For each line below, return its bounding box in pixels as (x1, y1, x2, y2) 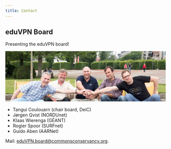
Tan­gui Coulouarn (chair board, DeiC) (12, 107, 92, 113)
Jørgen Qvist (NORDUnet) (12, 112, 68, 118)
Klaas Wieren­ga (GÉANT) (12, 117, 66, 124)
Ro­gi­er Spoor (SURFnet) (12, 123, 64, 129)
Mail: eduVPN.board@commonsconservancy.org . (5, 138, 109, 144)
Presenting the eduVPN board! (5, 41, 70, 47)
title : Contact (5, 8, 38, 13)
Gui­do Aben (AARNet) (12, 128, 59, 134)
